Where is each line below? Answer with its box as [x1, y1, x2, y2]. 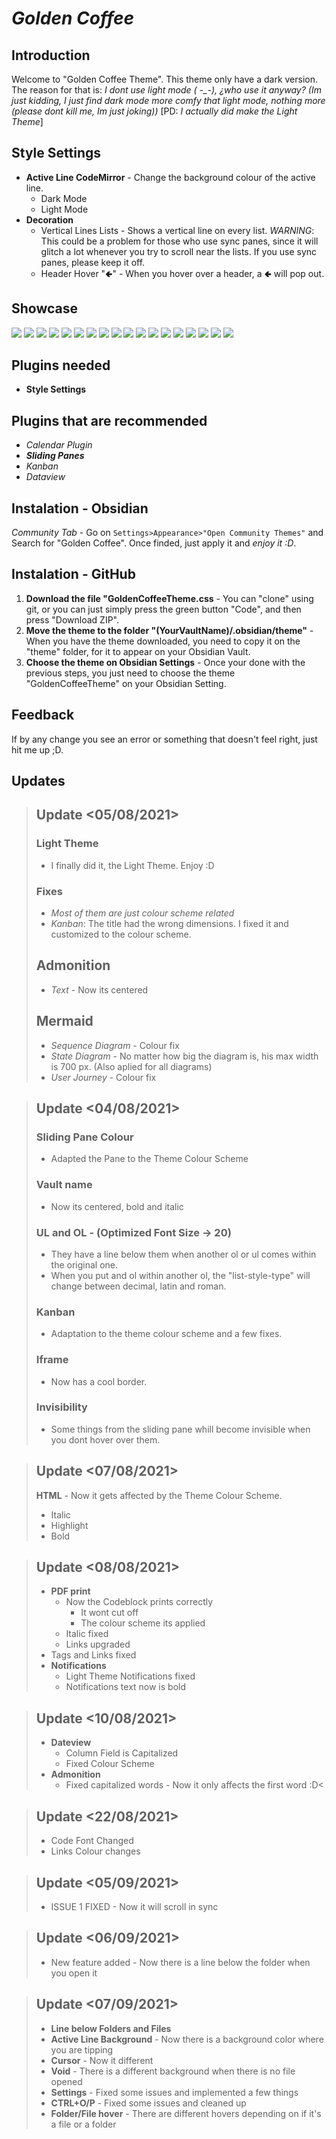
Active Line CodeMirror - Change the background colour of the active [25, 171, 316, 183]
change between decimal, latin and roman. [50, 1280, 227, 1292]
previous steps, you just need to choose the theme [25, 667, 236, 679]
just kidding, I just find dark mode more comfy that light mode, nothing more [11, 95, 326, 106]
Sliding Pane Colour [35, 1130, 134, 1144]
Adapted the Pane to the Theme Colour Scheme [50, 1153, 249, 1165]
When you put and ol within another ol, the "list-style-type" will [50, 1269, 311, 1281]
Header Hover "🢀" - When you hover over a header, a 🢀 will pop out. [40, 267, 325, 279]
